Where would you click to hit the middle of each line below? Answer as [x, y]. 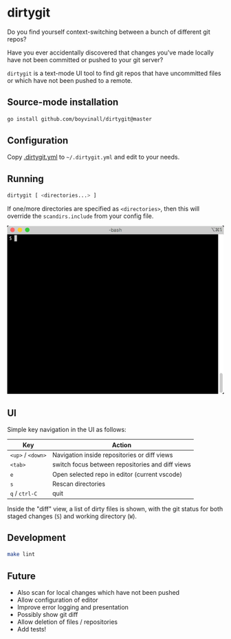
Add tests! [32, 629]
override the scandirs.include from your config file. [80, 216]
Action [122, 445]
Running [26, 178]
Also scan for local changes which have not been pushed [98, 593]
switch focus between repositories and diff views [122, 464]
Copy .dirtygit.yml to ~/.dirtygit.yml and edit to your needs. [93, 157]
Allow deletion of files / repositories [67, 622]
